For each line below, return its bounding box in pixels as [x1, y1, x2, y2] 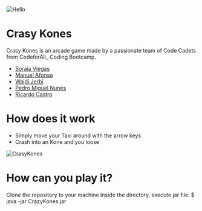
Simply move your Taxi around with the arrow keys [15, 132, 142, 139]
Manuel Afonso [15, 71, 53, 79]
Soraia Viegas [15, 65, 50, 72]
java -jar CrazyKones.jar [6, 197, 67, 205]
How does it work [6, 112, 96, 126]
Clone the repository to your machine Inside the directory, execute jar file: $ [6, 191, 195, 198]
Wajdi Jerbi [15, 77, 44, 85]
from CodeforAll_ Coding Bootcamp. [6, 53, 97, 60]
